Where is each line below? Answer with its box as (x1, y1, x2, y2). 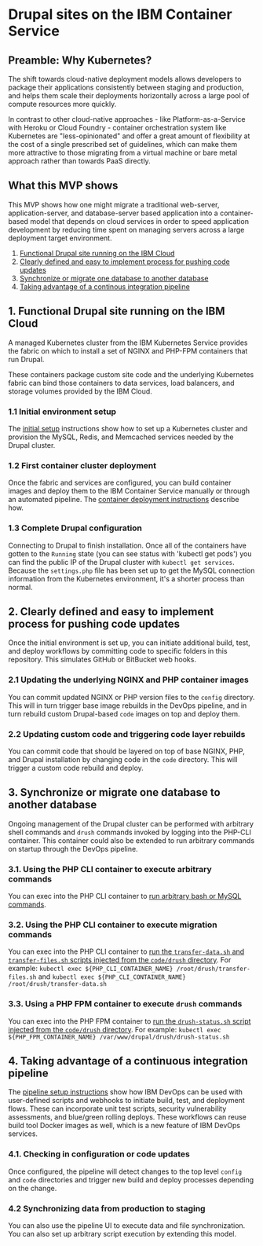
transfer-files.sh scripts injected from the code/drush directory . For (8, 955, 232, 965)
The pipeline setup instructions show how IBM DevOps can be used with (8, 1087, 243, 1097)
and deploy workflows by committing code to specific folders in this (8, 647, 228, 656)
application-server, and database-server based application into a (8, 208, 218, 218)
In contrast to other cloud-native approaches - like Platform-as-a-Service (8, 115, 246, 123)
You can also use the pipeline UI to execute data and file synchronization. (8, 1221, 246, 1230)
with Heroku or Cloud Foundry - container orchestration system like (8, 123, 227, 132)
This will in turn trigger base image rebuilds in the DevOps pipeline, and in (8, 701, 247, 710)
